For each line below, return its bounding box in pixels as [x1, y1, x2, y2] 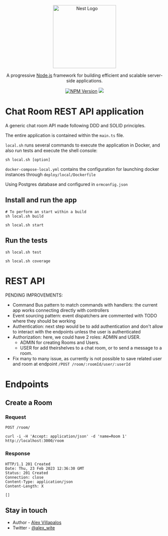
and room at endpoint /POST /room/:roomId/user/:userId [12, 361, 131, 367]
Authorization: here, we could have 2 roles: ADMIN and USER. [12, 334, 141, 340]
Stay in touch [5, 506, 48, 515]
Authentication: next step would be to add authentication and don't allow [12, 323, 163, 329]
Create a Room [5, 399, 53, 407]
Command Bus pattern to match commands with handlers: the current [12, 302, 157, 308]
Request [5, 414, 26, 420]
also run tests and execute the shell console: [5, 147, 98, 154]
